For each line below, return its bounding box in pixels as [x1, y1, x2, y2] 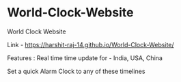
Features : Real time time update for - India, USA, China [7, 53, 163, 62]
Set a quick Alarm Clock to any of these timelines [7, 67, 145, 75]
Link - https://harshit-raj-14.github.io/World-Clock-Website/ [7, 40, 174, 49]
